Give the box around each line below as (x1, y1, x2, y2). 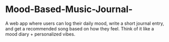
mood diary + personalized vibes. (5, 31, 76, 37)
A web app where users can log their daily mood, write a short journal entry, (5, 20, 164, 26)
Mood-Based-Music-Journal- (5, 4, 133, 15)
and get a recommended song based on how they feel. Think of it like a (5, 25, 154, 31)
